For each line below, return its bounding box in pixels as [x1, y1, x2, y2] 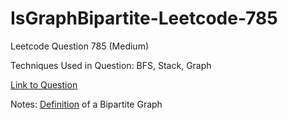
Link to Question [10, 78, 78, 91]
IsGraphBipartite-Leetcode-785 [10, 7, 278, 30]
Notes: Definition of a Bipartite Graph [10, 98, 163, 110]
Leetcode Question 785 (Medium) [10, 40, 150, 52]
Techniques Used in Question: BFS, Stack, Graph [10, 59, 212, 71]
